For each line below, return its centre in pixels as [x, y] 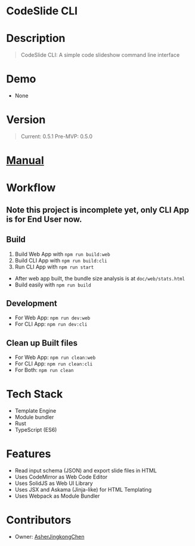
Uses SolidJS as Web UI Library [54, 483]
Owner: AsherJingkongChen [49, 537]
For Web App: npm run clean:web [55, 358]
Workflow [31, 188]
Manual [25, 161]
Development [32, 303]
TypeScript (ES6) [36, 430]
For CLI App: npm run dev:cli [51, 324]
